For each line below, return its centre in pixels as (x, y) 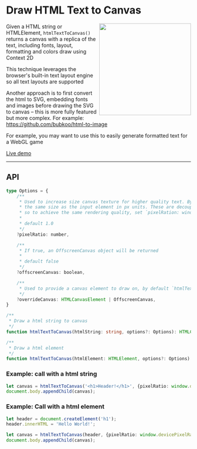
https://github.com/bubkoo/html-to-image (57, 124)
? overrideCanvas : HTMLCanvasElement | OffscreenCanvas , (86, 299)
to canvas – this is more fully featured (51, 112)
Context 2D (20, 58)
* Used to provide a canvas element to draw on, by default (94, 289)
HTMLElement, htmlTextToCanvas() (48, 32)
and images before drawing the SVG (50, 105)
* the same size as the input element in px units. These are (97, 207)
